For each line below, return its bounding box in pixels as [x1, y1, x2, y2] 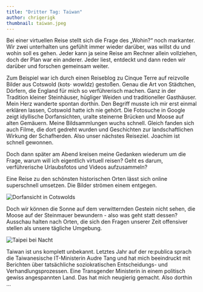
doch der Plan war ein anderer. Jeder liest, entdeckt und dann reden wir [6, 56, 186, 64]
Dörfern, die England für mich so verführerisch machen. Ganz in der [6, 87, 176, 95]
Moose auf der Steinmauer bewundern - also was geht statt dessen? [6, 212, 178, 219]
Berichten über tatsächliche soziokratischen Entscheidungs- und [6, 261, 168, 268]
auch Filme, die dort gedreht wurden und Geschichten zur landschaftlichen [6, 126, 194, 134]
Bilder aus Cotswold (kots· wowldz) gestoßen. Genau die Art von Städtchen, [6, 81, 196, 88]
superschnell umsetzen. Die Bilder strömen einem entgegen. [6, 182, 158, 189]
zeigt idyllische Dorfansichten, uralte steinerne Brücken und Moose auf [6, 113, 184, 120]
